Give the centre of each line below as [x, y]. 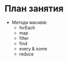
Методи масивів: [30, 22]
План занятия [34, 9]
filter [24, 38]
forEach [27, 27]
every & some [33, 49]
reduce [26, 54]
